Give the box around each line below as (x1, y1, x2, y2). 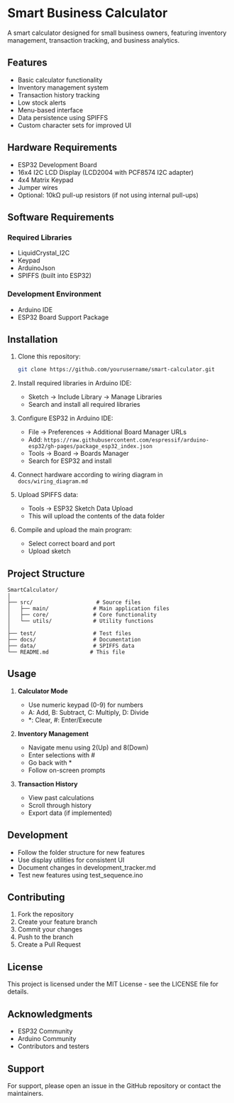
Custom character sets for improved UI (17, 121, 132, 129)
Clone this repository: (17, 352, 81, 361)
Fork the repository (17, 910, 74, 919)
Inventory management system (17, 83, 108, 92)
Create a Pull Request (17, 940, 82, 949)
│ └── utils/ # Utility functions (7, 617, 154, 625)
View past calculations (28, 793, 94, 801)
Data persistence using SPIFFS (17, 113, 108, 122)
